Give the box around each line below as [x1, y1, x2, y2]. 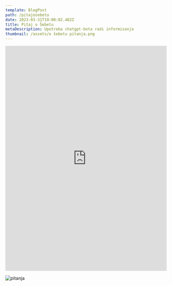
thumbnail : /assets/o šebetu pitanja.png [5, 31, 95, 37]
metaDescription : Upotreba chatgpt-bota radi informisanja [5, 27, 134, 32]
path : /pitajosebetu [5, 12, 50, 17]
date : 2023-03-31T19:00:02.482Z [5, 17, 74, 22]
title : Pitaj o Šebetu [5, 22, 54, 27]
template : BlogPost [5, 7, 47, 13]
